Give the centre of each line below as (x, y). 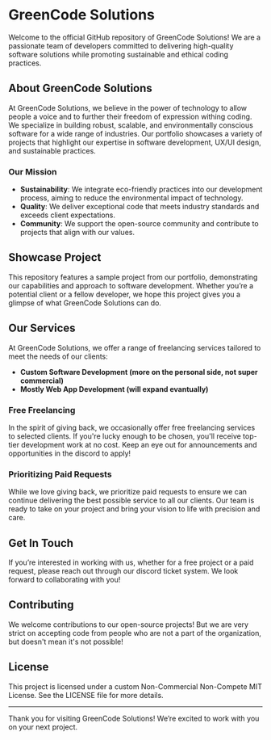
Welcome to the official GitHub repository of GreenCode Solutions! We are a (134, 37)
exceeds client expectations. (67, 215)
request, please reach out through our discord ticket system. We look (123, 571)
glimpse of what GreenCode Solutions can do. (85, 303)
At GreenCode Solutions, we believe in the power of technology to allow (128, 107)
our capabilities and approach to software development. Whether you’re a (131, 285)
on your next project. (43, 727)
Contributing (41, 605)
